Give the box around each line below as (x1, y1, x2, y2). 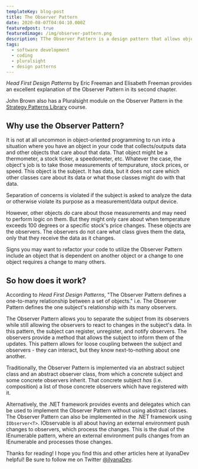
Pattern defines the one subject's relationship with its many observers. (6, 304, 178, 310)
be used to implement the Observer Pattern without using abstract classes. (6, 407, 189, 414)
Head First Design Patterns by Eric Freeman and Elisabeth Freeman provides (6, 80, 192, 87)
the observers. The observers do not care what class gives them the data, (6, 228, 186, 235)
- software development (11, 47, 70, 53)
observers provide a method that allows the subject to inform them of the (6, 334, 184, 341)
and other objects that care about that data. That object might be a (6, 149, 168, 156)
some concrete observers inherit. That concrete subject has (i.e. (6, 377, 163, 383)
